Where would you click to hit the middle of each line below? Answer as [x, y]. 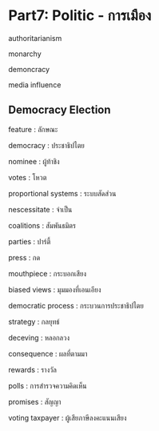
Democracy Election [60, 110]
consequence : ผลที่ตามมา [48, 353]
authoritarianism [35, 38]
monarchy [25, 54]
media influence [35, 85]
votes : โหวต [28, 177]
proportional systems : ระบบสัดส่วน [62, 193]
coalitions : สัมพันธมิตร [42, 225]
